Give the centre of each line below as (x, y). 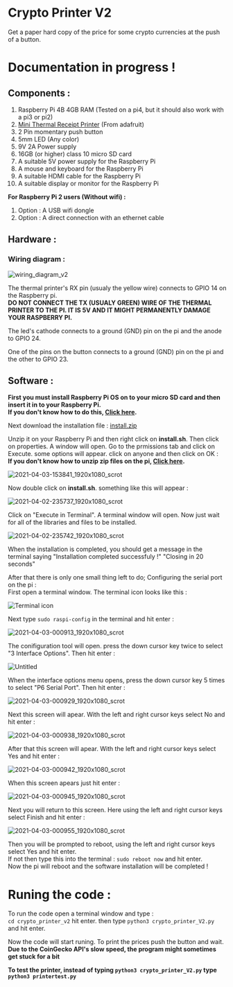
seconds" (21, 564)
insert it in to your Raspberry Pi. (54, 405)
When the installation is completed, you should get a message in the (105, 549)
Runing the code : (60, 894)
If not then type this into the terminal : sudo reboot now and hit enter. (105, 859)
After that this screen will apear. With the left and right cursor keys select (112, 749)
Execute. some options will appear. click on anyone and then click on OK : (113, 454)
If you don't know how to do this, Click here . (72, 412)
